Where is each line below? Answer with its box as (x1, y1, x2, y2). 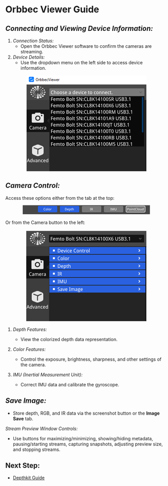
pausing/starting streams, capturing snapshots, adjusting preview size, (12, 441, 163, 447)
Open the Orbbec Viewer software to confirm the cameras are (20, 43, 152, 49)
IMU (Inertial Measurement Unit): (12, 371, 83, 378)
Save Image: (5, 397, 47, 405)
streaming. (20, 49, 44, 54)
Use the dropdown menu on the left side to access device (20, 60, 143, 65)
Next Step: (5, 461, 40, 470)
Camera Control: (5, 181, 60, 190)
